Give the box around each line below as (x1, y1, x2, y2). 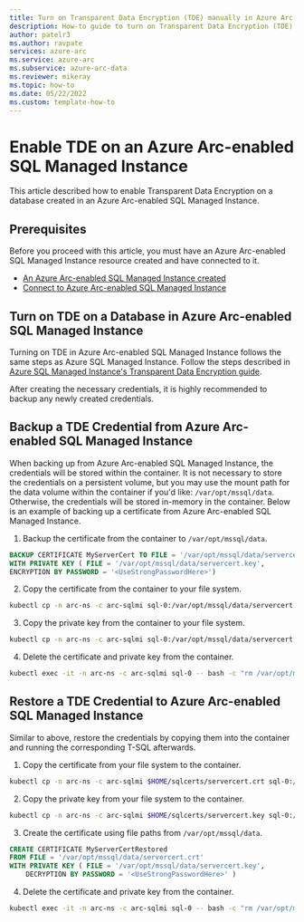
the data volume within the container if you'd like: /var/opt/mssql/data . (9, 486, 274, 497)
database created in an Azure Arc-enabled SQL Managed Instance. (9, 196, 260, 206)
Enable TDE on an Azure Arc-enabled (9, 137, 294, 157)
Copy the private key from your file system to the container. (22, 793, 245, 804)
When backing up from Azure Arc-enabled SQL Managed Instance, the (9, 457, 274, 468)
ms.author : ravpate (9, 38, 83, 48)
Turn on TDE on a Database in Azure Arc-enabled (9, 309, 292, 324)
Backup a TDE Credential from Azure (9, 419, 220, 435)
